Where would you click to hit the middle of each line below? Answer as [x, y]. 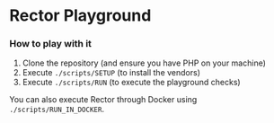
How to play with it [51, 44]
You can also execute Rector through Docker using [103, 100]
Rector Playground [80, 16]
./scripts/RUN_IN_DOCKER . [57, 110]
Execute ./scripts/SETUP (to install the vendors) [111, 73]
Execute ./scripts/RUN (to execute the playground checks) [131, 83]
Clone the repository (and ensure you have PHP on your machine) [144, 63]
